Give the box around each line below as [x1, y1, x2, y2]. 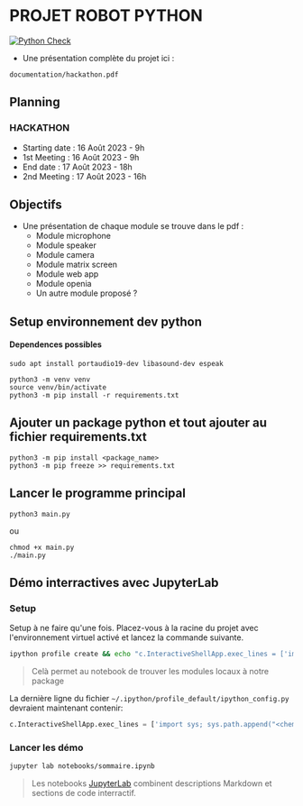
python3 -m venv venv [9, 375, 91, 384]
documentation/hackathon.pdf [9, 69, 119, 79]
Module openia [35, 279, 92, 289]
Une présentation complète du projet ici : [22, 52, 175, 63]
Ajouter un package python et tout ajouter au [9, 416, 268, 431]
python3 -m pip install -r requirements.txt [9, 391, 179, 400]
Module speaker [35, 240, 96, 251]
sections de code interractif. [31, 788, 137, 799]
